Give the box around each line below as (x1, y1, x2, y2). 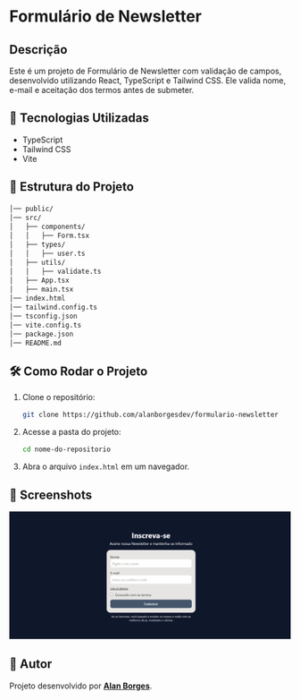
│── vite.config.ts (9, 320, 82, 329)
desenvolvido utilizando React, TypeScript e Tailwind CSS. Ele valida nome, (9, 75, 287, 86)
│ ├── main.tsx (9, 285, 74, 294)
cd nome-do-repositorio (21, 445, 112, 454)
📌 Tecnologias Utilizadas (9, 110, 149, 126)
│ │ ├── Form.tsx (9, 231, 90, 240)
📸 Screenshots (9, 487, 93, 502)
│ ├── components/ (9, 222, 87, 231)
